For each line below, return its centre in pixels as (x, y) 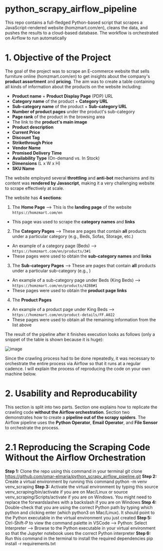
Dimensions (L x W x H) (36, 163)
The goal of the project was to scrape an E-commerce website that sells (77, 71)
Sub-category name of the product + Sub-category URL (70, 106)
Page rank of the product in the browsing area (58, 117)
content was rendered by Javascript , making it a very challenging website (80, 183)
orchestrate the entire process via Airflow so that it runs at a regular (73, 363)
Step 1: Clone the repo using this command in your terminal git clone (74, 471)
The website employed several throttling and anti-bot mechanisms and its (80, 178)
